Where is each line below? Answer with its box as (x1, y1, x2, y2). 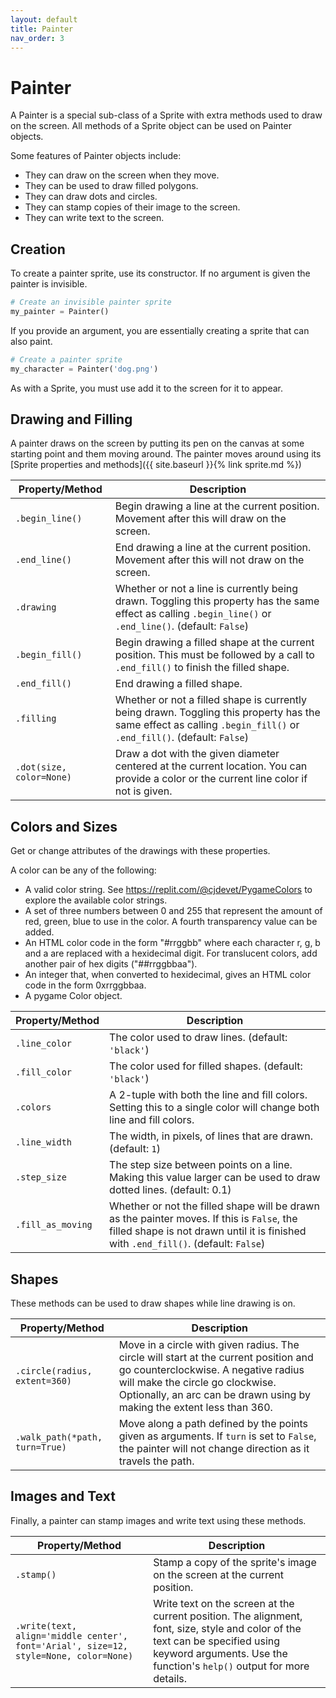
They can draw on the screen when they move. (24, 169, 220, 181)
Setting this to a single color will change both (109, 1101, 320, 1115)
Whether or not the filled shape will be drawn (109, 1199, 320, 1213)
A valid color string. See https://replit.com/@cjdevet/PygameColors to (24, 884, 313, 896)
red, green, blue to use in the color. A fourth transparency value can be (24, 916, 318, 928)
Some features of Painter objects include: (10, 150, 182, 162)
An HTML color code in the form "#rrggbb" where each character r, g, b (24, 937, 321, 949)
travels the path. (118, 1454, 195, 1468)
